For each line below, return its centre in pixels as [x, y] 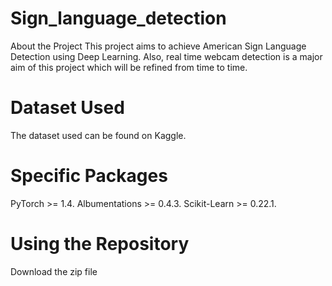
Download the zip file [54, 271]
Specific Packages [89, 176]
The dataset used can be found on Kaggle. [98, 135]
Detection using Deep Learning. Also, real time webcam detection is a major [166, 56]
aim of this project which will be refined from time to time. [129, 67]
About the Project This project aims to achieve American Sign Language [158, 46]
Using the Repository [100, 244]
